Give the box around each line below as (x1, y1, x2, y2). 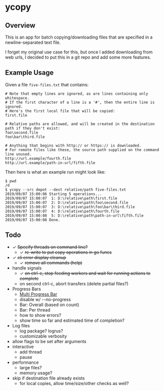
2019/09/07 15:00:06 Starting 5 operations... (5, 192, 102, 196)
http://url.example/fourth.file (5, 156, 71, 161)
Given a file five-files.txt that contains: (5, 81, 89, 87)
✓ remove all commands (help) (19, 260, 82, 266)
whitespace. (5, 95, 29, 100)
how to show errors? (19, 312, 61, 318)
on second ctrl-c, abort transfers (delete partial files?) (19, 280, 129, 286)
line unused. (5, 152, 32, 156)
